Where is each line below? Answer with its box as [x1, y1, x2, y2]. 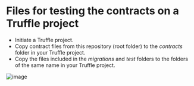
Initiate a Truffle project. [14, 36, 74, 43]
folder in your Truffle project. [14, 49, 86, 56]
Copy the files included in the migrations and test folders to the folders [14, 55, 189, 62]
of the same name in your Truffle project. [14, 61, 115, 69]
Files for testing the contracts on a [6, 4, 180, 18]
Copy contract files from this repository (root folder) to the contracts [14, 43, 183, 50]
